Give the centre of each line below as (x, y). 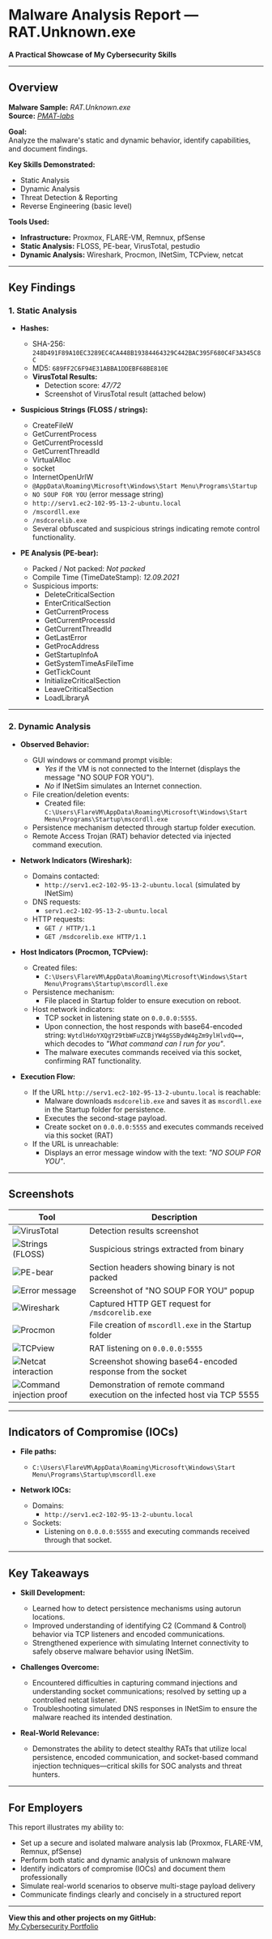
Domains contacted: (66, 876)
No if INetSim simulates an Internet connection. (123, 786)
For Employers (46, 1807)
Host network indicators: (73, 1009)
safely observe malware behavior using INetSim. (113, 1651)
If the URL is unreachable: (75, 1143)
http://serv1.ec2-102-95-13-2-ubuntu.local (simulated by (142, 884)
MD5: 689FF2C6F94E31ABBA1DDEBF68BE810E (100, 368)
